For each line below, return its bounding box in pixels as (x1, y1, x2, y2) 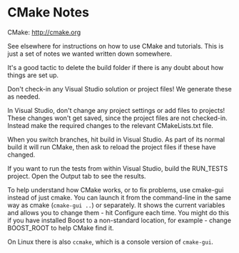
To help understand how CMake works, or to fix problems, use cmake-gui (7, 185, 224, 194)
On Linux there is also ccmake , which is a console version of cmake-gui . (7, 237, 214, 246)
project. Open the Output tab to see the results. (7, 172, 146, 180)
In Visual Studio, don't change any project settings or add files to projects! (7, 106, 225, 114)
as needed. (7, 92, 41, 101)
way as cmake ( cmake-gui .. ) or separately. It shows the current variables (7, 201, 225, 209)
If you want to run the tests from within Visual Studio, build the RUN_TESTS (7, 164, 228, 172)
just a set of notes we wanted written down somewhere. (7, 49, 173, 58)
